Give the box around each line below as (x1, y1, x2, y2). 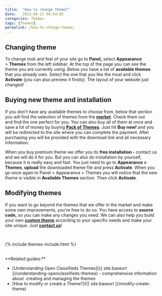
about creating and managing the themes (12, 275, 96, 281)
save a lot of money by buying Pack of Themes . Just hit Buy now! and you (5, 124, 154, 130)
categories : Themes (5, 16, 44, 21)
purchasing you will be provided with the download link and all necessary (5, 134, 151, 140)
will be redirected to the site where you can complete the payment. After (5, 129, 149, 135)
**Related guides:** (5, 256, 46, 262)
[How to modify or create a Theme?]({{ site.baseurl (12, 280, 115, 286)
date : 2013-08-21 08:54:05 (5, 12, 64, 16)
